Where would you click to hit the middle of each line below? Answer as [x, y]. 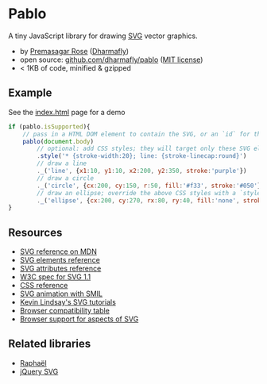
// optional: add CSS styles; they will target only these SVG [143, 149]
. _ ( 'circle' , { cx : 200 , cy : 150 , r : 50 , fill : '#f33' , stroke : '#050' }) [151, 186]
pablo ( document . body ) [58, 141]
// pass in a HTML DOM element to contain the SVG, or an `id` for [136, 134]
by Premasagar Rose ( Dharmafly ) [74, 51]
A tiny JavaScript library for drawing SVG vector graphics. [103, 36]
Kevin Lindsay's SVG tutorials [68, 302]
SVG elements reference [60, 260]
